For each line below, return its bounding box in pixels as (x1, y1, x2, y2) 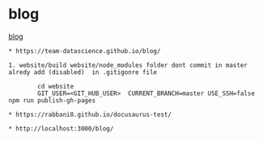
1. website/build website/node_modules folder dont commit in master (8, 61, 248, 69)
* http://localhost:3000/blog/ (8, 124, 114, 133)
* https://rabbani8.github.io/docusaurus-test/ (8, 110, 172, 118)
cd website (37, 82, 74, 90)
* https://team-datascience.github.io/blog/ (8, 47, 161, 55)
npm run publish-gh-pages (8, 96, 95, 105)
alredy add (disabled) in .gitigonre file (8, 68, 158, 77)
